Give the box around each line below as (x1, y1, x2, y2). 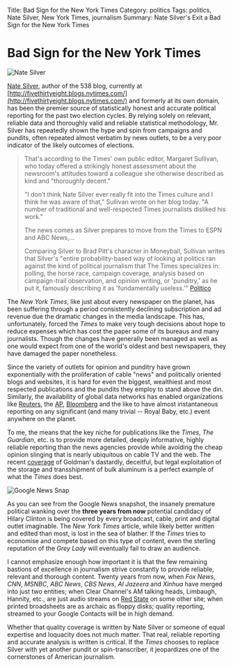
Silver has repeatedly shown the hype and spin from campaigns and (7, 126, 202, 135)
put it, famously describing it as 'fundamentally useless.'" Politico (24, 284, 211, 292)
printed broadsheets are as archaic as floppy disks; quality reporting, (7, 602, 205, 610)
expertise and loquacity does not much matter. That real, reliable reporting (7, 630, 220, 639)
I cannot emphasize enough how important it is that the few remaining (7, 557, 207, 565)
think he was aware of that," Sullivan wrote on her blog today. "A (24, 197, 209, 206)
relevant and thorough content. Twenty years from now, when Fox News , (7, 572, 216, 581)
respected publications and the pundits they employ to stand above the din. (7, 385, 224, 393)
